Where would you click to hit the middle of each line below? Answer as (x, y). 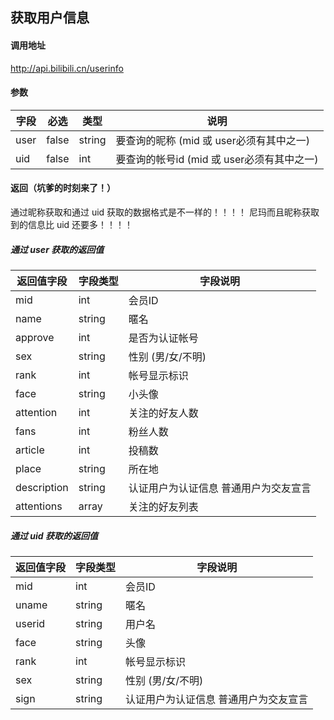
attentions (39, 506)
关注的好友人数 (163, 413)
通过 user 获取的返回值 (57, 249)
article (30, 450)
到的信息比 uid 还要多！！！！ (72, 224)
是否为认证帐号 (163, 338)
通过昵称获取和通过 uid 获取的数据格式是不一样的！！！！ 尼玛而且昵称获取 (165, 212)
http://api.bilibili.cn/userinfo (67, 68)
